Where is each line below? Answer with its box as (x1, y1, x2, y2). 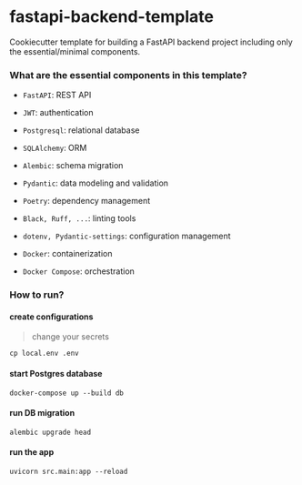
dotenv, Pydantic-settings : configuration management (22, 230, 231, 242)
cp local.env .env (9, 349, 79, 359)
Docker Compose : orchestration (22, 266, 135, 277)
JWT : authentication (22, 107, 94, 118)
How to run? (9, 288, 65, 301)
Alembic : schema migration (22, 160, 124, 171)
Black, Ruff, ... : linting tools (22, 213, 136, 224)
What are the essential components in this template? (9, 68, 247, 81)
